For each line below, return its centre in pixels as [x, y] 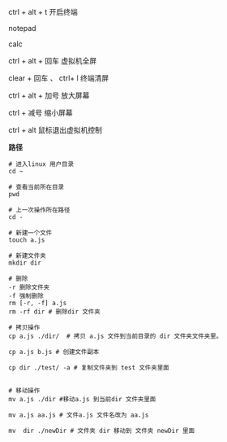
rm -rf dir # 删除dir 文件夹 [55, 312]
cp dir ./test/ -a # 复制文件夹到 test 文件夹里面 [89, 368]
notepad [22, 28]
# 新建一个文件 [30, 233]
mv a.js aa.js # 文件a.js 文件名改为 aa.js [79, 415]
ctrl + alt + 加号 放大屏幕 [49, 95]
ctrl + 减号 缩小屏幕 [41, 113]
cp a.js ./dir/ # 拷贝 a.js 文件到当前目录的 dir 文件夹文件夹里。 [116, 336]
